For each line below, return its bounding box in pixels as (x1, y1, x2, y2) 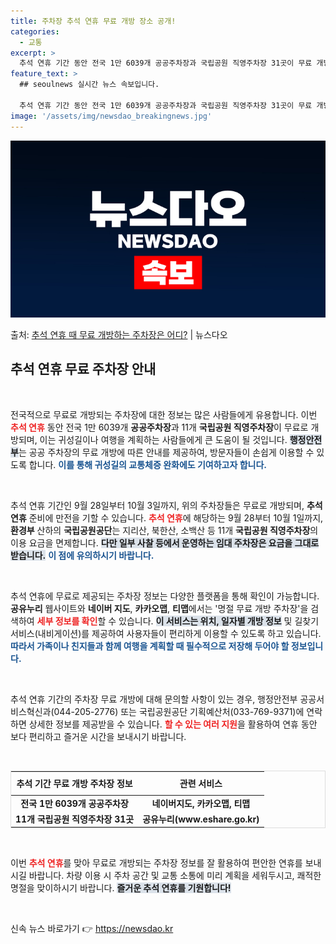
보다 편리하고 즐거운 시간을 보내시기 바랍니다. (10, 730, 187, 742)
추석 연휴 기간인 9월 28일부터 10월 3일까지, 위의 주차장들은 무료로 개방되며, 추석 (10, 499, 323, 511)
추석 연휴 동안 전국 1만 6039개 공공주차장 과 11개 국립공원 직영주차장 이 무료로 (10, 421, 309, 433)
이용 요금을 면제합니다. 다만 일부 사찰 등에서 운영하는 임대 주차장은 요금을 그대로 (10, 536, 320, 549)
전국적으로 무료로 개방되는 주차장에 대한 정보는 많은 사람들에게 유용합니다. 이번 (10, 408, 318, 420)
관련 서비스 (179, 778, 223, 790)
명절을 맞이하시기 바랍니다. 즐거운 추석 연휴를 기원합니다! (10, 882, 232, 894)
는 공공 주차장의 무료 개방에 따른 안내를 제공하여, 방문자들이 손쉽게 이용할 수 (18, 446, 315, 458)
